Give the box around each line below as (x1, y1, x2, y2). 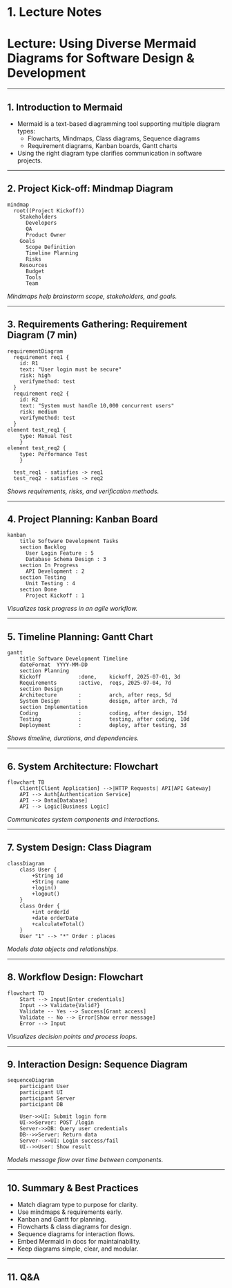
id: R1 (19, 360, 39, 367)
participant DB (19, 1101, 64, 1108)
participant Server (19, 1095, 76, 1102)
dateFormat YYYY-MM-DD (19, 661, 88, 668)
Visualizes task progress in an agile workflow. (7, 605, 138, 613)
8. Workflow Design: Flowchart (7, 971, 144, 983)
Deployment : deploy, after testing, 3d (19, 722, 187, 729)
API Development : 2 (25, 568, 85, 575)
